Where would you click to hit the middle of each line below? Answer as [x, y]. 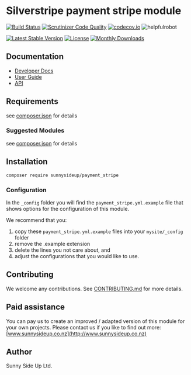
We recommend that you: [37, 220]
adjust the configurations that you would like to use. [77, 256]
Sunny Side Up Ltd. [29, 366]
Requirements [32, 101]
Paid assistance [36, 307]
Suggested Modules [35, 131]
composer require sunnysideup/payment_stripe [62, 175]
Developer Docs [34, 71]
